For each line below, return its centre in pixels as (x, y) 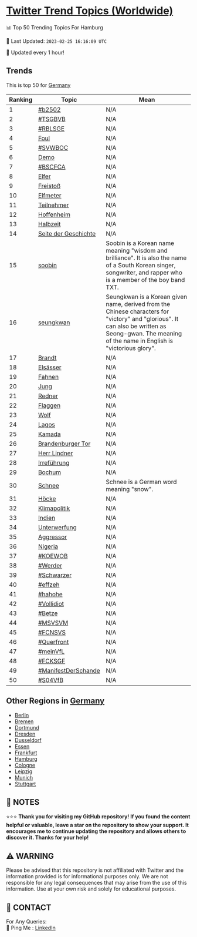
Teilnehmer (53, 205)
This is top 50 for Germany (38, 85)
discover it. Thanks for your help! (47, 838)
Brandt (47, 358)
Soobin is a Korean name (140, 243)
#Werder (50, 565)
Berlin (22, 715)
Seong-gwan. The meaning (144, 333)
